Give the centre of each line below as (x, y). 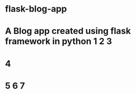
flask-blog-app (36, 9)
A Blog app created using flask (68, 31)
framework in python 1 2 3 (59, 41)
